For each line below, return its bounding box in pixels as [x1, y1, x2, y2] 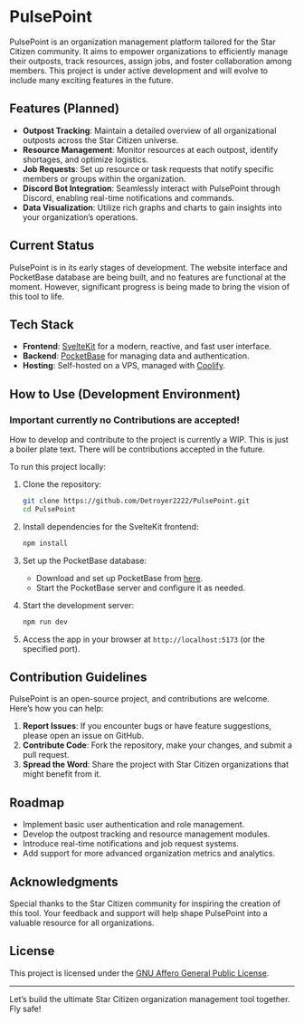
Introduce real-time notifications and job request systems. [22, 838, 240, 849]
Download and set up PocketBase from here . [35, 572, 204, 583]
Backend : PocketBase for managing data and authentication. [22, 350, 250, 361]
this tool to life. [9, 291, 65, 301]
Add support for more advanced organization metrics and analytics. [22, 848, 276, 859]
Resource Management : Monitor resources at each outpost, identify [22, 144, 279, 155]
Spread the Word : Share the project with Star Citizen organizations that [22, 759, 290, 770]
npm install [22, 539, 68, 548]
